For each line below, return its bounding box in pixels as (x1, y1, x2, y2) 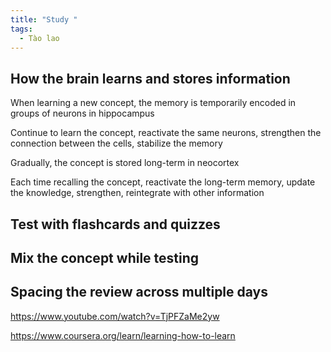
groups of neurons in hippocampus (10, 107, 155, 120)
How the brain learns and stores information (10, 70, 291, 87)
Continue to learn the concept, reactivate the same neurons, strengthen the (10, 127, 322, 139)
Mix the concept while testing (10, 249, 200, 266)
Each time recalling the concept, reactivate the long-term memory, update (10, 176, 316, 188)
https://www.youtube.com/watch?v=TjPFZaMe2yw (10, 310, 220, 322)
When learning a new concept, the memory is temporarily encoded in (10, 97, 297, 109)
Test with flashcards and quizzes (10, 216, 221, 233)
